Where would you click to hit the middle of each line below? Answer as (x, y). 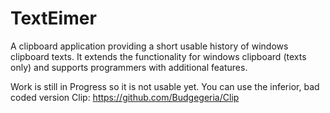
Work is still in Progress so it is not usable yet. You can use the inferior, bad (165, 86)
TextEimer (53, 18)
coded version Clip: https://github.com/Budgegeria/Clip (125, 97)
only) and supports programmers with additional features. (129, 67)
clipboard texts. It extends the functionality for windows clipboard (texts (158, 56)
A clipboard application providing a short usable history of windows (149, 46)
